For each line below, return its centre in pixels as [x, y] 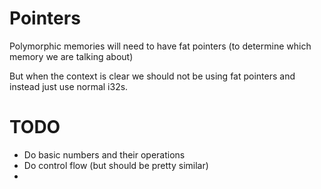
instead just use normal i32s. [69, 86]
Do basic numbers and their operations [104, 154]
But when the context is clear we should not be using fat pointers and [152, 76]
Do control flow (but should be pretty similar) [116, 165]
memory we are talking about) [71, 56]
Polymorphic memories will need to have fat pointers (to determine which [160, 46]
